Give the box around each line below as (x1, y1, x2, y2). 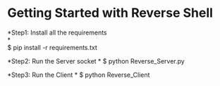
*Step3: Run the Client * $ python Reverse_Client (7, 70, 150, 79)
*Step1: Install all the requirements (7, 28, 107, 37)
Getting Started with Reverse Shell (7, 5, 214, 21)
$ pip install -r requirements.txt (7, 43, 97, 51)
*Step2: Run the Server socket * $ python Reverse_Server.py (7, 56, 185, 65)
